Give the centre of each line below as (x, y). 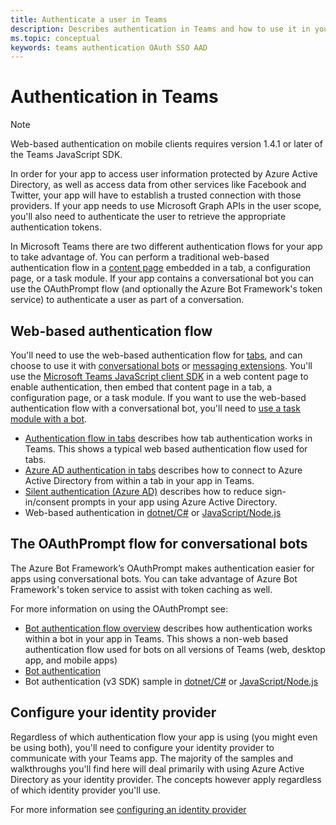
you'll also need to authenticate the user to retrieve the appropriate (148, 217)
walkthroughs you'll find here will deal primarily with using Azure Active (157, 768)
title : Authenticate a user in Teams (89, 19)
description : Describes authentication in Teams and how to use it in (160, 29)
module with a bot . (49, 419)
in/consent (47, 502)
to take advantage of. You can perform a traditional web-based (140, 257)
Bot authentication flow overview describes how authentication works (168, 628)
